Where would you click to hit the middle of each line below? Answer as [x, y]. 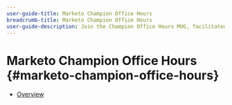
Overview [30, 95]
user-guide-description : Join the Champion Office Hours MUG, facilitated [117, 26]
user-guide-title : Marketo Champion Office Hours [80, 13]
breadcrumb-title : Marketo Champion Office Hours [80, 20]
